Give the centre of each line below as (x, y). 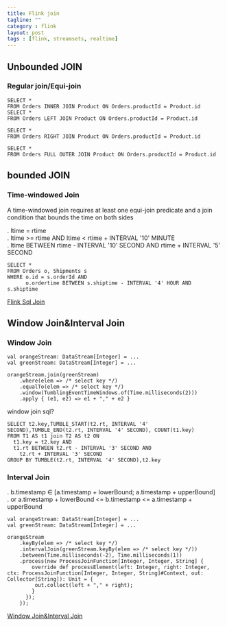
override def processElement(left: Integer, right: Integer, (121, 567)
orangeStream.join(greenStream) (53, 375)
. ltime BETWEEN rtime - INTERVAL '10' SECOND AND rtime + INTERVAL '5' (114, 245)
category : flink (32, 26)
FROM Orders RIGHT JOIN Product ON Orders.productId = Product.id (104, 136)
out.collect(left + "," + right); (84, 586)
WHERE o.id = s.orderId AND (47, 277)
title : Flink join (33, 13)
